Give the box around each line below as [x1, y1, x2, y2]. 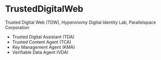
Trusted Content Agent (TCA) [12, 39, 72, 45]
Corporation [5, 24, 29, 30]
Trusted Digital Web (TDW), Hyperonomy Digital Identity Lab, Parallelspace [5, 19, 156, 25]
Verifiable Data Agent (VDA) [12, 49, 69, 55]
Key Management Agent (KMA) [12, 44, 75, 50]
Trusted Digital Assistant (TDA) [12, 34, 75, 40]
